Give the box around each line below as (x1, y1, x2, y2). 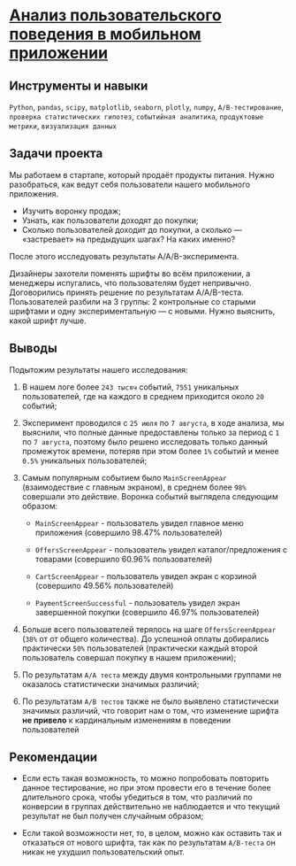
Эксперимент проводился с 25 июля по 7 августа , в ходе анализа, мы (21, 417, 285, 428)
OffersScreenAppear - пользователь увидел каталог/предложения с (34, 544, 288, 554)
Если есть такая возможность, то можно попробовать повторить (21, 773, 269, 784)
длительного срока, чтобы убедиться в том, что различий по (21, 792, 254, 802)
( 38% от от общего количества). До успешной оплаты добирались (21, 633, 269, 644)
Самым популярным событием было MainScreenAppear (21, 472, 227, 483)
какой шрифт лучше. (9, 315, 87, 326)
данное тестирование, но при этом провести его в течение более (21, 783, 271, 793)
